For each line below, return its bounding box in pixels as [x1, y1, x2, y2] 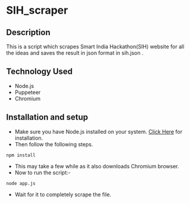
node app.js [6, 180, 36, 186]
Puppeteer [14, 89, 41, 96]
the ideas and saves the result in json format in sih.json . [6, 49, 144, 57]
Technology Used [6, 67, 73, 77]
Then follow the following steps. [14, 140, 93, 147]
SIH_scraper [6, 4, 68, 17]
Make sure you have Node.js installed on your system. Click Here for [14, 128, 183, 135]
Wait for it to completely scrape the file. [14, 191, 112, 198]
